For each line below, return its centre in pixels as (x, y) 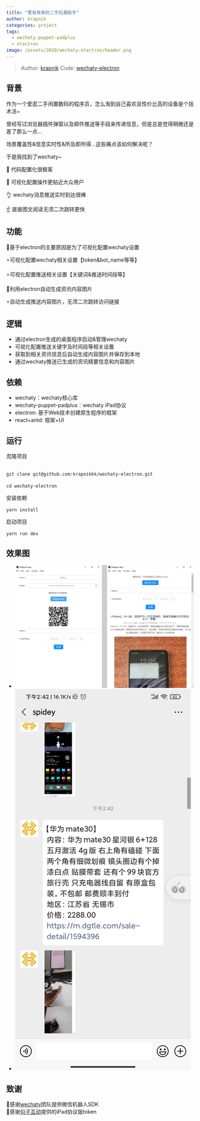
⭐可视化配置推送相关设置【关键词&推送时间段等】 (67, 274)
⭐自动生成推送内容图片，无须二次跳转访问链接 (63, 302)
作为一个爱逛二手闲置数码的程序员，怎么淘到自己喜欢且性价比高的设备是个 (97, 104)
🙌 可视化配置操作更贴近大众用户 (45, 182)
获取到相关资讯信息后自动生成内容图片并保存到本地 (77, 354)
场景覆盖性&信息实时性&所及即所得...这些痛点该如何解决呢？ (80, 144)
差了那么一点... (24, 131)
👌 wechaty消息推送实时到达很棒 (46, 194)
